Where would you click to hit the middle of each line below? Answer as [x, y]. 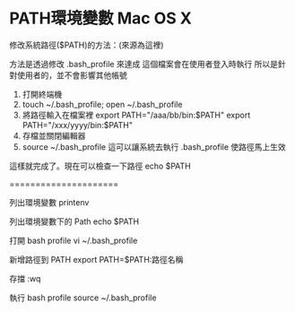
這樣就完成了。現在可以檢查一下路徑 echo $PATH [100, 166]
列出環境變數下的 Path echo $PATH [74, 221]
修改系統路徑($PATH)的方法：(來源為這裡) [87, 45]
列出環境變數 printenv [49, 202]
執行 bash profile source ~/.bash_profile [83, 298]
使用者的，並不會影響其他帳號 [72, 75]
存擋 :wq [25, 278]
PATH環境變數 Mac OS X [101, 18]
